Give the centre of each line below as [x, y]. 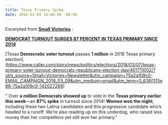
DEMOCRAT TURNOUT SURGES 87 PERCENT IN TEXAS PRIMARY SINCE [81, 39]
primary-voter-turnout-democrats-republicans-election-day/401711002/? [80, 70]
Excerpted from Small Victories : [39, 29]
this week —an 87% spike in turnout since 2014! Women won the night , [80, 101]
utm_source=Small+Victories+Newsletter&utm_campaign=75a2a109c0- [79, 75]
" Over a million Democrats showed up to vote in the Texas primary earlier [83, 96]
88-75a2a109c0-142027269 [34, 86]
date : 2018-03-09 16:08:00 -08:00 [41, 15]
